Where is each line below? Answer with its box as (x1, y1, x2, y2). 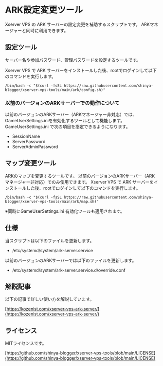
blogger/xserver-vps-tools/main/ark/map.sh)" (5, 199, 99, 204)
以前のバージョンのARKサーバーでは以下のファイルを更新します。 (5, 257, 137, 263)
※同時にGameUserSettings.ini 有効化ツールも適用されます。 (5, 208, 125, 214)
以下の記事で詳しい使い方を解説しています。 (5, 296, 94, 302)
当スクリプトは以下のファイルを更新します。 (5, 238, 94, 243)
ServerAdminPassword (12, 144, 58, 150)
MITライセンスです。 (5, 340, 47, 346)
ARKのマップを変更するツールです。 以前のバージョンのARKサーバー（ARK (5, 173, 155, 179)
